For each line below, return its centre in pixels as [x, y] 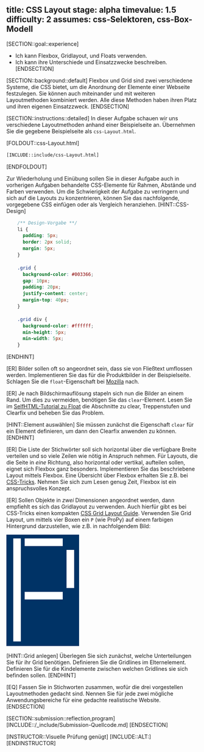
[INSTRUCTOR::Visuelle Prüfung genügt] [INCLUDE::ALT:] [79, 737]
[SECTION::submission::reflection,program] [61, 718]
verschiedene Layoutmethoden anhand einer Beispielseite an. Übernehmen [101, 125]
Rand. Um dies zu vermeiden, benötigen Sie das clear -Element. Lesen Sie [100, 400]
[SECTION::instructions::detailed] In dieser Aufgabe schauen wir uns [92, 118]
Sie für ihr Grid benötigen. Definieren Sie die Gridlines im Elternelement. [97, 662]
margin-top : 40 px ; [46, 300]
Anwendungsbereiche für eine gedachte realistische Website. [84, 700]
